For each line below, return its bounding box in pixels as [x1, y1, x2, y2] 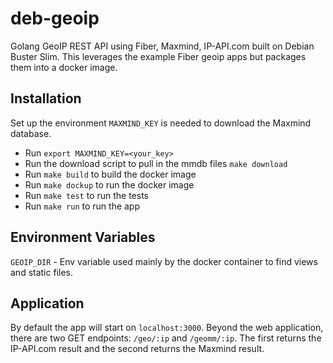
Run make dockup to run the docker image [24, 178, 195, 191]
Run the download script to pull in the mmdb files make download [24, 157, 288, 169]
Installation [10, 90, 82, 107]
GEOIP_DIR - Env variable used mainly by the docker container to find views [10, 255, 318, 267]
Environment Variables [10, 229, 156, 246]
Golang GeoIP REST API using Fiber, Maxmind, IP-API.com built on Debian [10, 40, 315, 52]
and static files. [10, 266, 73, 278]
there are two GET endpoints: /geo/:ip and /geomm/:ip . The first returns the [10, 332, 322, 344]
